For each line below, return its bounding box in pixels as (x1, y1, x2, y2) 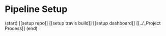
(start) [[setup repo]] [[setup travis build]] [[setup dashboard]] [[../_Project (5, 20, 161, 26)
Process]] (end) (5, 25, 38, 31)
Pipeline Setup (5, 3, 68, 15)
